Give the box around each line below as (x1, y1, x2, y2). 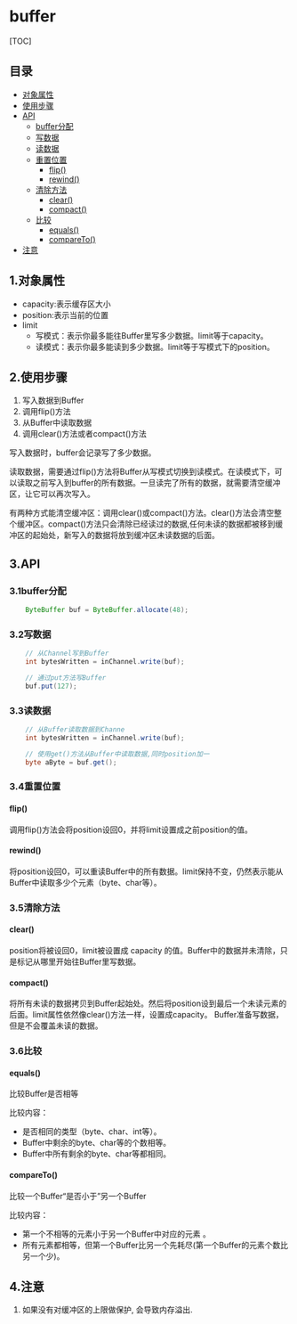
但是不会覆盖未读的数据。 (9, 1020, 103, 1031)
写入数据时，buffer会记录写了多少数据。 (9, 447, 157, 458)
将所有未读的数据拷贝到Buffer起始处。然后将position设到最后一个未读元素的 (9, 998, 287, 1009)
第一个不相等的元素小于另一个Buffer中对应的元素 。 (21, 1228, 212, 1239)
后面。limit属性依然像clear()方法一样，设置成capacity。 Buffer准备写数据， (9, 1009, 284, 1020)
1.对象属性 (9, 274, 66, 289)
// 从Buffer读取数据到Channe (25, 725, 125, 734)
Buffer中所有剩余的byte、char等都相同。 (21, 1148, 172, 1159)
